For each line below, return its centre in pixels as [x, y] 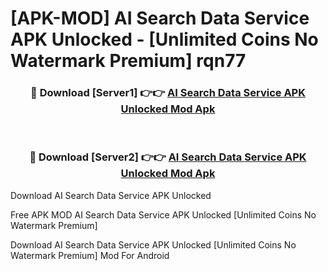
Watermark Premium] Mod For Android [90, 255]
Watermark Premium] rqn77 [128, 61]
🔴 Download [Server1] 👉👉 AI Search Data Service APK [168, 93]
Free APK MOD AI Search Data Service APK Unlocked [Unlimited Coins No [163, 214]
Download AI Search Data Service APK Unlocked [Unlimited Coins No [153, 244]
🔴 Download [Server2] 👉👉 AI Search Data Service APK [168, 157]
